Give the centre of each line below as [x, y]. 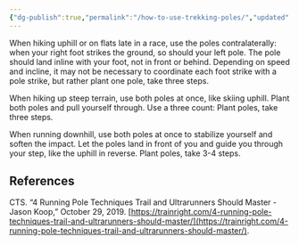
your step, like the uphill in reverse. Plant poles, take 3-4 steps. [125, 153]
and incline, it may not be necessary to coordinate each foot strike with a [143, 71]
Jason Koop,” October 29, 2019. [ [71, 212]
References [42, 181]
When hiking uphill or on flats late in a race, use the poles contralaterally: [143, 43]
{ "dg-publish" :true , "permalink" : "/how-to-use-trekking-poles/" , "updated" [149, 17]
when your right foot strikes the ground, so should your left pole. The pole [145, 52]
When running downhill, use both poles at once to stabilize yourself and [141, 134]
